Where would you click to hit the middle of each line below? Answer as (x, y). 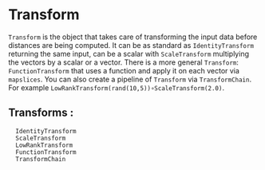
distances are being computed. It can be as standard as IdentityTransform (131, 45)
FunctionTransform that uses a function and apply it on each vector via (124, 70)
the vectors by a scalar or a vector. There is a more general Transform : (124, 62)
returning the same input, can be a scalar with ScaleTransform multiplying (129, 53)
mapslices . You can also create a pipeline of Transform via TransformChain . (130, 79)
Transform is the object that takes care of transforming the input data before (133, 37)
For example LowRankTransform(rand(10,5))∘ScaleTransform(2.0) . (117, 87)
